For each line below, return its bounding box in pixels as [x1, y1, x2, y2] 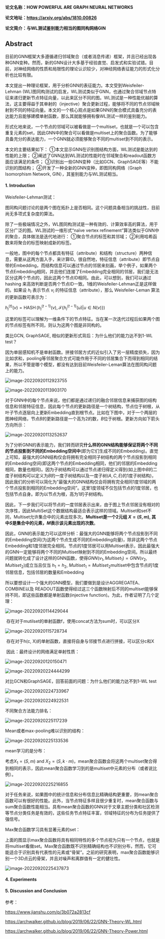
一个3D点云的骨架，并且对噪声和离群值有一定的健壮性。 [9, 855, 123, 861]
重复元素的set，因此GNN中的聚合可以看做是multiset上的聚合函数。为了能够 [5, 130, 158, 135]
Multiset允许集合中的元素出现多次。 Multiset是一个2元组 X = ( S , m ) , [13, 514, 151, 520]
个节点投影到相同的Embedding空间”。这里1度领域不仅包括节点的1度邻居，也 [5, 485, 159, 491]
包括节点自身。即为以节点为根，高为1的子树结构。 [5, 491, 106, 497]
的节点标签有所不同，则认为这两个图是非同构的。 [5, 322, 104, 328]
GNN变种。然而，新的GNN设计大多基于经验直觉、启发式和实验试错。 [9, 60, 150, 65]
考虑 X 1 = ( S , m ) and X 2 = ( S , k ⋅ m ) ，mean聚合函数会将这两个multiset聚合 [5, 758, 153, 765]
